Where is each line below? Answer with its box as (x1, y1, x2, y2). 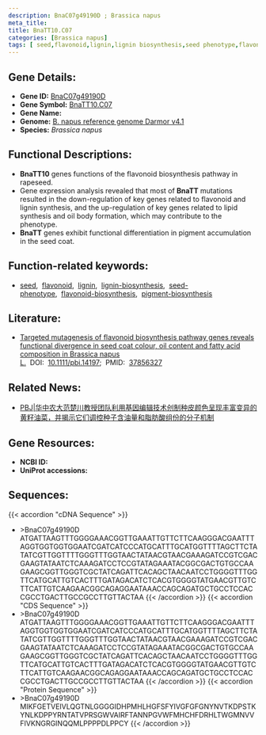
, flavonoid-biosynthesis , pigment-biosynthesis (55, 288, 213, 298)
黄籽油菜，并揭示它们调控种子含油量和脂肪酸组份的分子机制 (19, 413, 215, 422)
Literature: (8, 311, 62, 325)
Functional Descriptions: (8, 148, 132, 162)
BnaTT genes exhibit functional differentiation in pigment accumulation (19, 227, 252, 238)
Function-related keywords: (8, 259, 149, 273)
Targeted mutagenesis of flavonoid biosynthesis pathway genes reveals (19, 333, 255, 342)
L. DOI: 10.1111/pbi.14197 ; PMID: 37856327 (19, 358, 162, 367)
